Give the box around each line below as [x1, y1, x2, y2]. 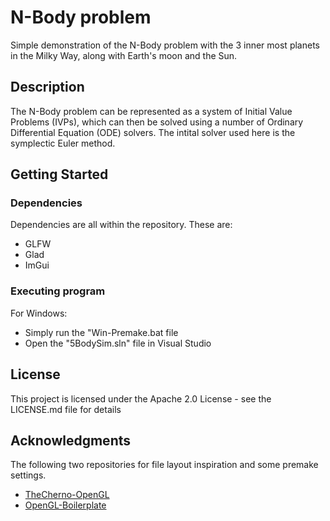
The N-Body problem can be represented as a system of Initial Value [10, 105, 293, 117]
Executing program [10, 284, 106, 298]
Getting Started [10, 166, 109, 183]
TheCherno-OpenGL [24, 489, 110, 501]
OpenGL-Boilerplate [24, 499, 107, 511]
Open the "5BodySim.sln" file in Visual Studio [24, 337, 212, 349]
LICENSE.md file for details [10, 403, 122, 415]
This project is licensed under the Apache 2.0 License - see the [10, 392, 272, 405]
